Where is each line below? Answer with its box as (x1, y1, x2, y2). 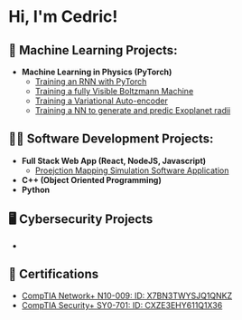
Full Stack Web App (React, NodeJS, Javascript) (21, 155, 207, 166)
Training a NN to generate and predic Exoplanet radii (34, 105, 231, 115)
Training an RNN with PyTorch (34, 76, 147, 87)
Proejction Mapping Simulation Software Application (34, 165, 229, 176)
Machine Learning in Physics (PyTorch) (21, 66, 172, 77)
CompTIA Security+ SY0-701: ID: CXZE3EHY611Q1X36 (21, 300, 223, 311)
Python (21, 184, 51, 195)
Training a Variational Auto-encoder (34, 95, 168, 106)
